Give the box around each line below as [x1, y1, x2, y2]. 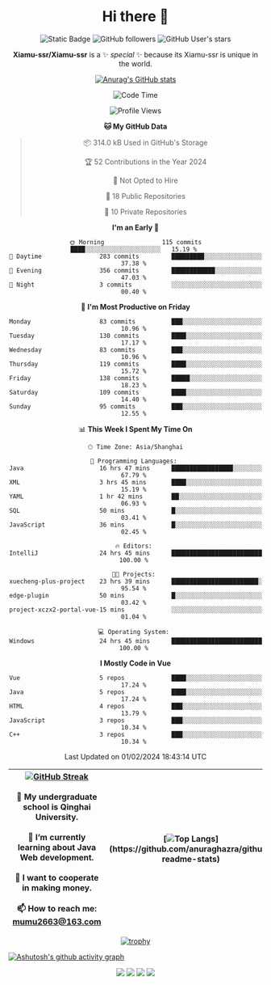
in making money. [21, 881, 92, 893]
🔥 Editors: [115, 542, 152, 550]
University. [35, 811, 79, 822]
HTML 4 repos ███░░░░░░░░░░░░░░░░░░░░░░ [9, 702, 262, 710]
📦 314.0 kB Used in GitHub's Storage [83, 137, 208, 147]
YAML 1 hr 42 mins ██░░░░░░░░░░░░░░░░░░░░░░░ [9, 492, 262, 501]
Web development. [19, 852, 94, 863]
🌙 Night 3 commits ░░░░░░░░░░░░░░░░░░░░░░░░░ [9, 281, 262, 289]
